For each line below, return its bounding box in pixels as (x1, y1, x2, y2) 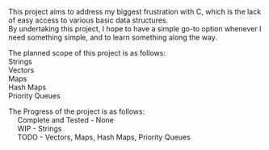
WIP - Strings (17, 124, 62, 133)
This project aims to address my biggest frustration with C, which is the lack (8, 7, 261, 16)
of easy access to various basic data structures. (8, 15, 169, 25)
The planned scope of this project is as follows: (8, 48, 166, 57)
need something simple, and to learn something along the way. (8, 32, 218, 42)
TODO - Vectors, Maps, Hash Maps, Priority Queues (17, 132, 191, 142)
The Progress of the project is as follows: (8, 106, 145, 116)
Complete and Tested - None (17, 115, 115, 124)
